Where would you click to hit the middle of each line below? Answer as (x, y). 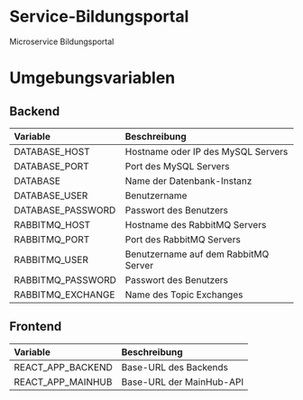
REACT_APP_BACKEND (63, 367)
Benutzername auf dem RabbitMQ (197, 254)
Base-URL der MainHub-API (183, 382)
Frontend (36, 327)
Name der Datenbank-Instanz (188, 180)
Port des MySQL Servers (177, 166)
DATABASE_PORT (51, 166)
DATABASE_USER (51, 195)
